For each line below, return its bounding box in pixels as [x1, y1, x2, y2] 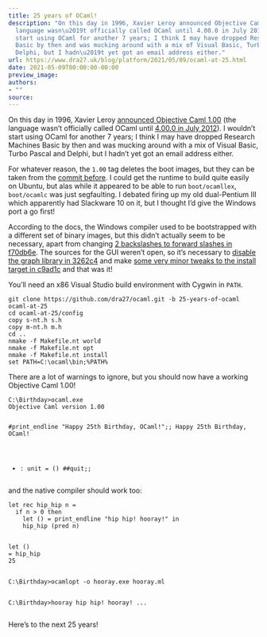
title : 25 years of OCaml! [8, 11, 98, 20]
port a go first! [8, 206, 56, 216]
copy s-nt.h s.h [8, 317, 62, 324]
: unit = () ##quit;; [19, 465, 91, 473]
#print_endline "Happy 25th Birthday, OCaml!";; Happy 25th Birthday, [8, 423, 247, 431]
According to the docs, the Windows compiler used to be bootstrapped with [8, 222, 257, 232]
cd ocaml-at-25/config [8, 309, 83, 317]
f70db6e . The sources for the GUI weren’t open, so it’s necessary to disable [8, 248, 257, 258]
